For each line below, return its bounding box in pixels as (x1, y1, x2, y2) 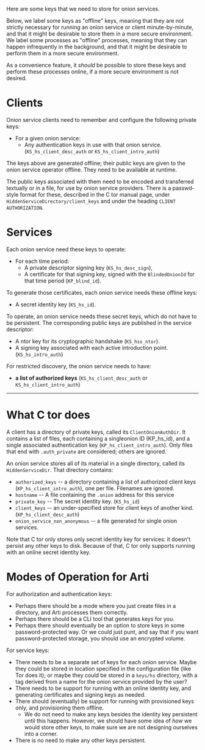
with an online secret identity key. (6, 548, 91, 556)
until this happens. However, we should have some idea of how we (24, 717, 192, 724)
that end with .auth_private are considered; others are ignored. (6, 447, 167, 455)
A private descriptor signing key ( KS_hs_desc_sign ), (24, 263, 153, 271)
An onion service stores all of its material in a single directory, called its (6, 460, 185, 467)
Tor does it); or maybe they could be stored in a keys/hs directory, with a (15, 671, 198, 679)
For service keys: (6, 646, 50, 654)
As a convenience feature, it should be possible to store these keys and (6, 61, 186, 69)
